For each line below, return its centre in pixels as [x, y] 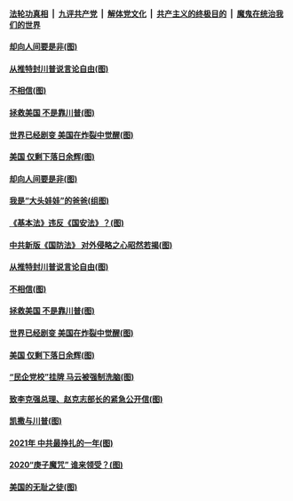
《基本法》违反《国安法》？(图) [67, 222]
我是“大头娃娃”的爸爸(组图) [59, 201]
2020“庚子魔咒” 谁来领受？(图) [66, 465]
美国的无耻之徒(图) [44, 487]
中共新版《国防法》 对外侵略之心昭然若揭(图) [91, 245]
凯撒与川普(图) [36, 421]
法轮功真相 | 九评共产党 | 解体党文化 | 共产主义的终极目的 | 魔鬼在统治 [143, 13]
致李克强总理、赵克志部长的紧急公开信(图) [86, 399]
